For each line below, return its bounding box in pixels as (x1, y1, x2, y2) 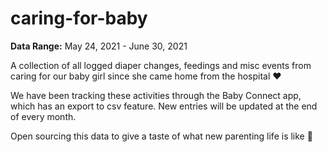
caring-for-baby (10, 7, 148, 30)
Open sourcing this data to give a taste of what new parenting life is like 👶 (10, 130, 313, 142)
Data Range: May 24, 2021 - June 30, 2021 (10, 40, 188, 52)
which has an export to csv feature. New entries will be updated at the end (10, 100, 318, 112)
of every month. (10, 110, 77, 122)
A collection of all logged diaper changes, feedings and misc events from (10, 59, 312, 71)
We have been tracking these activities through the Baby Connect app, (10, 89, 302, 101)
